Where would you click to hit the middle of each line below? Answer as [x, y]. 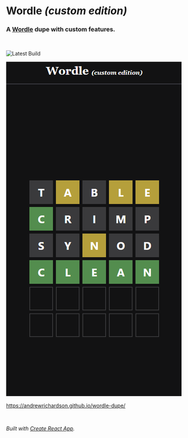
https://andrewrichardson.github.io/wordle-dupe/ [66, 405]
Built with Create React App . [40, 429]
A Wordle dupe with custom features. [61, 30]
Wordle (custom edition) [67, 11]
